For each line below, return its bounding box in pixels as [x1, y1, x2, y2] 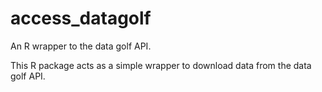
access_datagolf [10, 7, 152, 30]
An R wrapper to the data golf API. [10, 40, 152, 52]
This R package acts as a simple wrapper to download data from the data [10, 59, 312, 71]
